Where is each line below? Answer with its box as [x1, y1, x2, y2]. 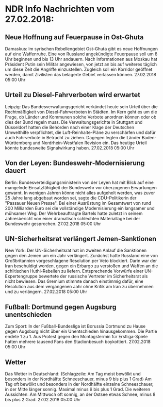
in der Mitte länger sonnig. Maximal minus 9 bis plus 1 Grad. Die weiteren [5, 387, 150, 392]
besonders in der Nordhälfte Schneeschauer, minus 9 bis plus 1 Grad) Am [5, 376, 152, 382]
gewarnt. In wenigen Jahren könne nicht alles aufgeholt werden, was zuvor [5, 190, 155, 195]
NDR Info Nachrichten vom [5, 3, 115, 15]
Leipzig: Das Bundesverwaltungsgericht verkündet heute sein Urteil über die [5, 103, 158, 110]
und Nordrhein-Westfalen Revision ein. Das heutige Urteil [33, 140, 147, 146]
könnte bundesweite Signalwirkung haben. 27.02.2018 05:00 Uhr [5, 145, 135, 151]
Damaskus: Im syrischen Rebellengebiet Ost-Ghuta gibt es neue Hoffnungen [5, 46, 158, 51]
